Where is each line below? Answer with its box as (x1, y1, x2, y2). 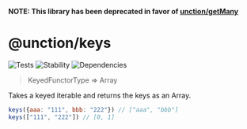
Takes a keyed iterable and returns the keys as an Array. (8, 90, 192, 100)
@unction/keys (8, 35, 112, 52)
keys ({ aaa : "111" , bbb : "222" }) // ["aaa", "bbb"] (8, 105, 179, 113)
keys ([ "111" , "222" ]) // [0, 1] (8, 113, 115, 121)
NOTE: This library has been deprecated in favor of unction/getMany (8, 7, 239, 16)
